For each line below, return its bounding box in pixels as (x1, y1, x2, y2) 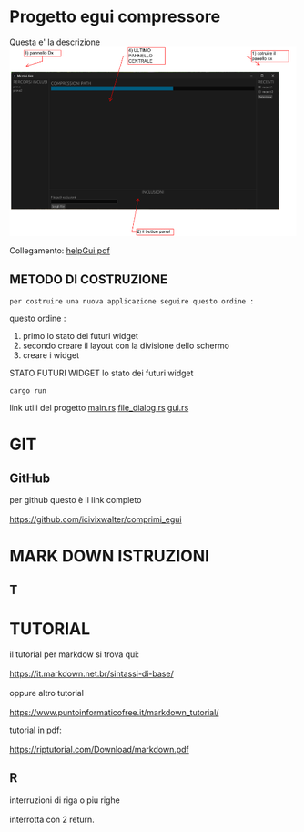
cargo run (9, 386, 47, 395)
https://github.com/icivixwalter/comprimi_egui (9, 514, 182, 525)
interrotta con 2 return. (9, 814, 96, 825)
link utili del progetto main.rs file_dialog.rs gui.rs (9, 403, 189, 414)
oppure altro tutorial (9, 687, 85, 698)
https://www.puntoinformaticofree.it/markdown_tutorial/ (9, 706, 219, 717)
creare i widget (22, 350, 80, 361)
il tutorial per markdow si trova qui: (9, 649, 139, 660)
